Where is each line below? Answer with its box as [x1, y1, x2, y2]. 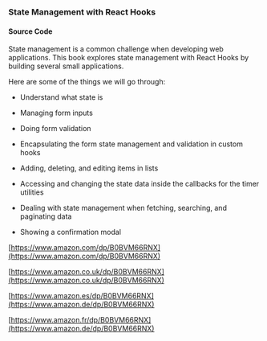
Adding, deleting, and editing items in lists [19, 163, 159, 173]
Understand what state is [19, 92, 103, 102]
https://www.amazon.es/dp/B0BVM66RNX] [10, 291, 155, 301]
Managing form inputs [19, 108, 94, 118]
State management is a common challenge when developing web [8, 44, 225, 54]
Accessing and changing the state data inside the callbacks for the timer [19, 179, 260, 189]
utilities [19, 187, 44, 197]
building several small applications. [8, 61, 124, 71]
